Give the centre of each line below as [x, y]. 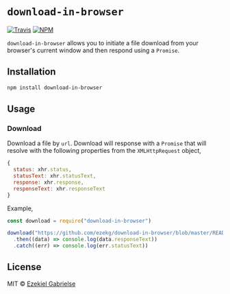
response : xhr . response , [49, 182]
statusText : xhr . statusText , [55, 176]
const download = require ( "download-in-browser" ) [79, 221]
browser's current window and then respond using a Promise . [93, 50]
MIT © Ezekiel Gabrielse [41, 284]
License [24, 267]
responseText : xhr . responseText [60, 188]
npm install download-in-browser [55, 88]
